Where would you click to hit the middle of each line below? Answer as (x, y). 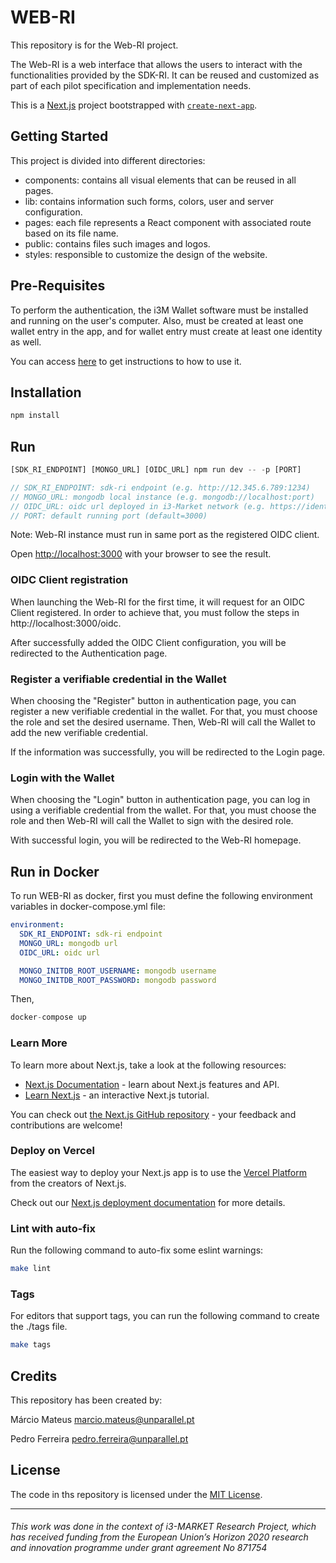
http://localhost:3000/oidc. (66, 623)
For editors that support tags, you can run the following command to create (165, 1316)
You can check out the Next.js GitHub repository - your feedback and (153, 1114)
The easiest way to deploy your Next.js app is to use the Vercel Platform (159, 1172)
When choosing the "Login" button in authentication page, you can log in (160, 800)
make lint (31, 1269)
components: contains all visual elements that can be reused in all (160, 180)
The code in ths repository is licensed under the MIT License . (136, 1494)
